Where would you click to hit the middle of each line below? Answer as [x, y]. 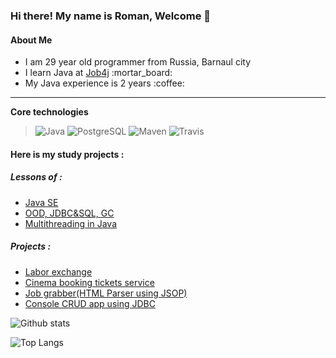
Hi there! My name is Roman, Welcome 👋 [111, 16]
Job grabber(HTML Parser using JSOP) [106, 293]
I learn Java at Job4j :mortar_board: [98, 73]
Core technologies [49, 112]
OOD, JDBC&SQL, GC [69, 213]
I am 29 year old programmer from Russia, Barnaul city [138, 62]
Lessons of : [36, 177]
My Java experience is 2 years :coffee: [104, 83]
